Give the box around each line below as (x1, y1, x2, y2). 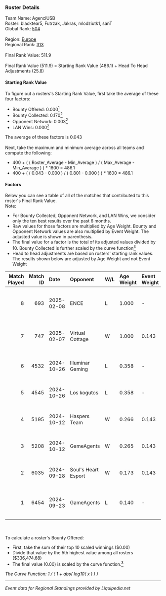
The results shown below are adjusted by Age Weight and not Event (12, 255, 151, 262)
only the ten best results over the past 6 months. (12, 218, 111, 224)
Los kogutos (70, 389, 99, 396)
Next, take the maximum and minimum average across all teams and (5, 145, 144, 150)
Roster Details (5, 4, 40, 11)
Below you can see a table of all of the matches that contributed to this (5, 193, 149, 199)
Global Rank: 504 (5, 26, 41, 32)
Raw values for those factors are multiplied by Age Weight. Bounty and (12, 223, 157, 229)
